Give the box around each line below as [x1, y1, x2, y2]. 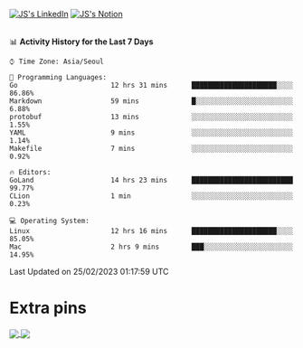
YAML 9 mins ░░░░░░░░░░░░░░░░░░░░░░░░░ [9, 128, 294, 137]
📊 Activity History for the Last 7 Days [9, 36, 154, 47]
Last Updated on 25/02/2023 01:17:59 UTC [9, 267, 169, 277]
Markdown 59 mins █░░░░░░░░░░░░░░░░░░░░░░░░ [9, 97, 294, 106]
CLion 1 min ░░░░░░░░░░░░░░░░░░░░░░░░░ [9, 192, 294, 201]
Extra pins [9, 298, 88, 318]
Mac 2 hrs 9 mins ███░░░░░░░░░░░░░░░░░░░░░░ [9, 242, 294, 251]
